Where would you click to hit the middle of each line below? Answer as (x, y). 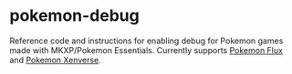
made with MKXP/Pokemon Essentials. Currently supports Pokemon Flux (146, 50)
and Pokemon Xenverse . (56, 60)
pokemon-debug (74, 16)
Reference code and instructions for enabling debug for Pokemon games (146, 41)
